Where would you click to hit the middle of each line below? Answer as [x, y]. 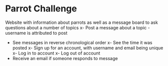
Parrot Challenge [41, 9]
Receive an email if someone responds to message [65, 58]
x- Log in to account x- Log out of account [56, 53]
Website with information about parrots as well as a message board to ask [81, 22]
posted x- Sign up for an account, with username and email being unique [88, 48]
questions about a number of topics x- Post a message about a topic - [78, 27]
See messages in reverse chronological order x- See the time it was [82, 42]
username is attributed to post [36, 33]
